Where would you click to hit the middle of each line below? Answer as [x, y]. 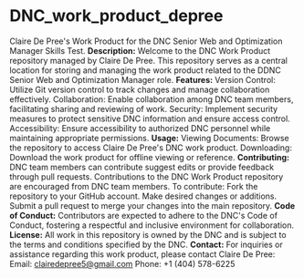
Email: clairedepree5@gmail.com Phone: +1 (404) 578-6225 [122, 263]
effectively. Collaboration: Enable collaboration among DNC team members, [152, 99]
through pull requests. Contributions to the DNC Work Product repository [147, 176]
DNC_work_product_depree [116, 16]
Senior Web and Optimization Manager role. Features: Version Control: [142, 79]
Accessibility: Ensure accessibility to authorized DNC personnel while [140, 128]
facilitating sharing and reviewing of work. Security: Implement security [144, 108]
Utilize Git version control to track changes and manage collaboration [140, 89]
